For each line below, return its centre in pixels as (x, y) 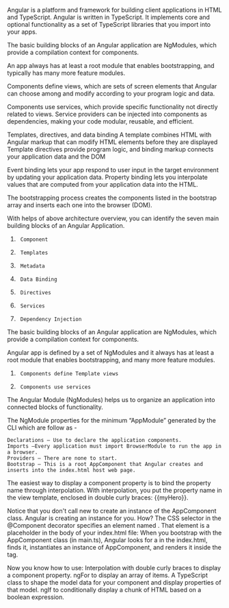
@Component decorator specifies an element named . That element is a (108, 525)
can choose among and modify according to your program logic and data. (111, 93)
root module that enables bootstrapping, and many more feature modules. (111, 360)
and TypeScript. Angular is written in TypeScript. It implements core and (109, 17)
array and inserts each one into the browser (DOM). (80, 205)
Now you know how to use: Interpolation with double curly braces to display (114, 568)
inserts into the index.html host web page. (71, 470)
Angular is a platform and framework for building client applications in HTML (114, 10)
